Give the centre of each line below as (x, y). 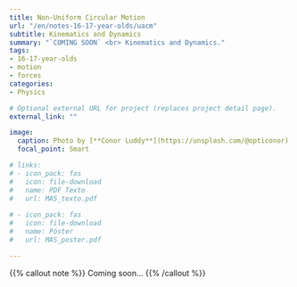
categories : (31, 84)
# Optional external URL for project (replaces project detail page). (143, 108)
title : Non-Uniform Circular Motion (77, 17)
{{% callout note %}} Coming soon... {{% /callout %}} (108, 273)
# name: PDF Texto (48, 190)
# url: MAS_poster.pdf (55, 240)
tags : (19, 51)
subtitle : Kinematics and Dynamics (75, 34)
